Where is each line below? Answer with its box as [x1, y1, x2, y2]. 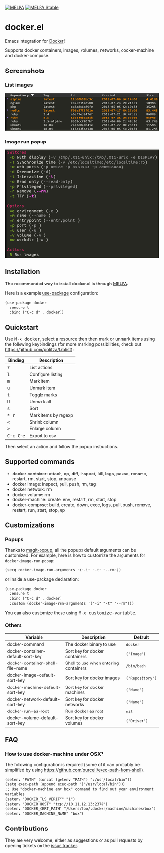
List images [5, 81, 33, 88]
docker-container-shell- [7, 660, 58, 666]
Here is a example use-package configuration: [5, 290, 99, 296]
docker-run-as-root [7, 708, 49, 714]
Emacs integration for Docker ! [5, 38, 65, 44]
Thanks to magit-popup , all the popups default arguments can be [5, 547, 136, 553]
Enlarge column [29, 426, 61, 432]
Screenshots [5, 67, 45, 75]
